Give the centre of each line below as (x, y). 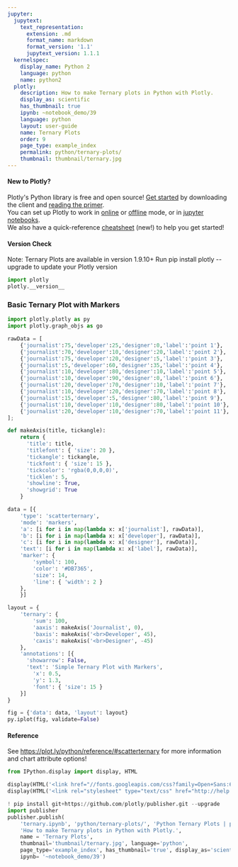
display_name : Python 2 (55, 67)
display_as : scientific (55, 100)
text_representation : (52, 27)
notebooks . (24, 220)
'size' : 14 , (51, 575)
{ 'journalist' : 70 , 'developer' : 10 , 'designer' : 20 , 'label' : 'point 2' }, (123, 352)
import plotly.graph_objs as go (55, 326)
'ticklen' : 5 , (47, 477)
